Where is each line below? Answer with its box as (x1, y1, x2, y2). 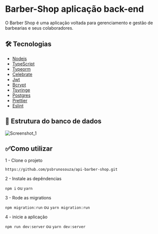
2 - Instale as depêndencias (5, 176, 62, 182)
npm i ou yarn (5, 185, 33, 191)
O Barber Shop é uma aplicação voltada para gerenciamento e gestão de (5, 20, 154, 26)
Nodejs (12, 55, 27, 61)
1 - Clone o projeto (5, 157, 43, 163)
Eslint (12, 103, 24, 109)
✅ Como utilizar (5, 144, 53, 153)
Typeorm (12, 66, 31, 72)
